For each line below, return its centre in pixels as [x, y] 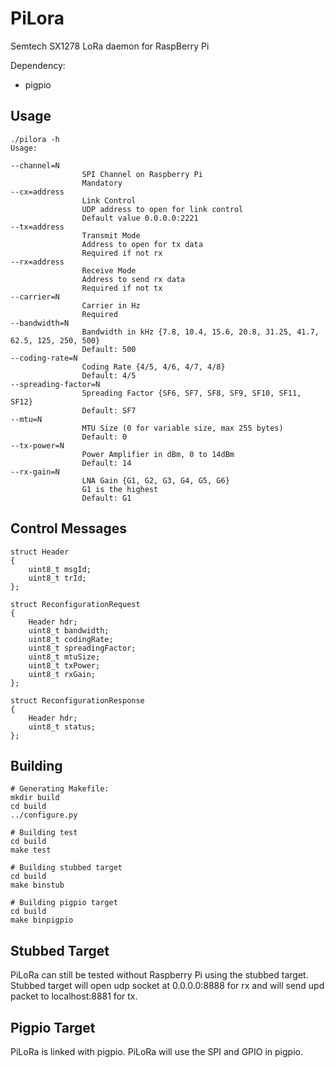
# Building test [44, 833]
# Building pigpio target [64, 903]
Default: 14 [106, 463]
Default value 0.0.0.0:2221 [140, 218]
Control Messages [69, 528]
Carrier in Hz [111, 305]
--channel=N [35, 165]
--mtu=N [26, 419]
